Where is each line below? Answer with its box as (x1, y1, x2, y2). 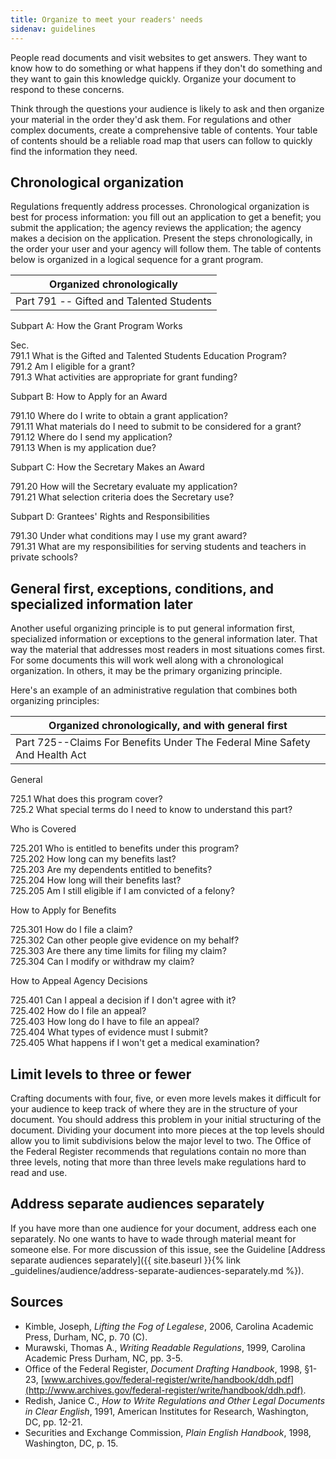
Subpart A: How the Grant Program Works (10, 320, 183, 332)
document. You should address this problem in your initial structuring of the (10, 1113, 322, 1125)
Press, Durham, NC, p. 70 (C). (24, 1331, 148, 1343)
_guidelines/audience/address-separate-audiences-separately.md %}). (10, 1264, 305, 1276)
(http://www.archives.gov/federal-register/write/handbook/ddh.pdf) (24, 1384, 304, 1396)
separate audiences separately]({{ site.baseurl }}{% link (10, 1254, 242, 1266)
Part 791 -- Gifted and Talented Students (15, 294, 213, 308)
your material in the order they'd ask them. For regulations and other (10, 113, 292, 125)
